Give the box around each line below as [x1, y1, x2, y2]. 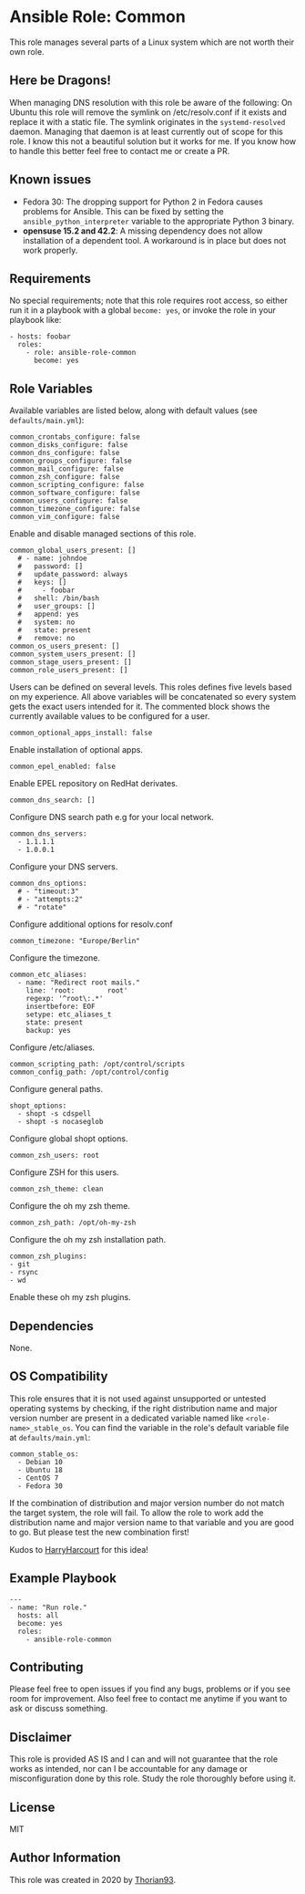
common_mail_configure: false [9, 464, 125, 473]
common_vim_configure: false [9, 513, 120, 522]
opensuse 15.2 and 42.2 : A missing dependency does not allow [22, 225, 263, 236]
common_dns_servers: [9, 829, 88, 838]
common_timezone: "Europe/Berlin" [9, 937, 141, 946]
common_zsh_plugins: [9, 1252, 88, 1261]
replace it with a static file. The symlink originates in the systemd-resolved [9, 116, 286, 127]
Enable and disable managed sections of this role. [9, 528, 197, 539]
